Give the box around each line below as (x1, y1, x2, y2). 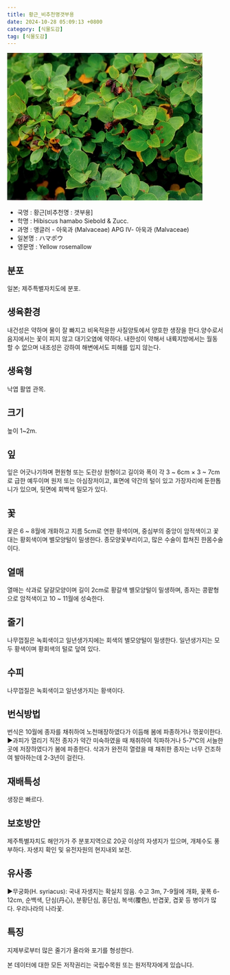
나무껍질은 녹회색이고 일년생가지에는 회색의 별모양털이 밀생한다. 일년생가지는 (7, 636, 213, 644)
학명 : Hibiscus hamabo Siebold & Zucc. (16, 217, 129, 225)
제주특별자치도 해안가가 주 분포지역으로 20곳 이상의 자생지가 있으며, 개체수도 (7, 837, 213, 845)
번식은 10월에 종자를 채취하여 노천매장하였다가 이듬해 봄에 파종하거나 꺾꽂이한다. (7, 728, 222, 736)
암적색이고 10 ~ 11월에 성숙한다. (19, 594, 105, 602)
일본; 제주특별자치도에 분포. (7, 284, 81, 292)
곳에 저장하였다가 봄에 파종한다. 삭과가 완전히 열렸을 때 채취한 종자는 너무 (7, 745, 203, 753)
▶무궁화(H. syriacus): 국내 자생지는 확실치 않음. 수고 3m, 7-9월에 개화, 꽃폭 (7, 887, 211, 895)
